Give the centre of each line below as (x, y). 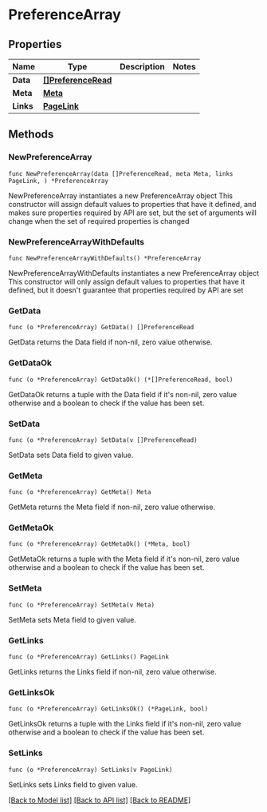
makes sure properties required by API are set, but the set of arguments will (132, 213)
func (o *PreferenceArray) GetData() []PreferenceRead (101, 328)
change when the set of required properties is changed (99, 221)
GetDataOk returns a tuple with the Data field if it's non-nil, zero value (123, 394)
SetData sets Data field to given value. (71, 455)
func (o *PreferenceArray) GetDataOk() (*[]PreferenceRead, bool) (121, 380)
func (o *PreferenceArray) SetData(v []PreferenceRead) (103, 440)
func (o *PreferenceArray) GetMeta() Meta (80, 492)
